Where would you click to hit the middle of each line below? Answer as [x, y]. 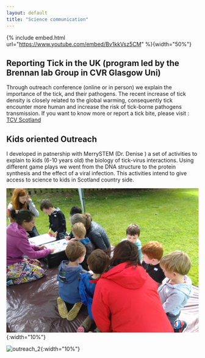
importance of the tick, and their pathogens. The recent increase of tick [96, 94]
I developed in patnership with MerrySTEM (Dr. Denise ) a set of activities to [102, 154]
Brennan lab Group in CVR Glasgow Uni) [84, 72]
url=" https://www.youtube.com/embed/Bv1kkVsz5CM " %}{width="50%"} [99, 44]
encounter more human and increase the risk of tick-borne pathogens [94, 107]
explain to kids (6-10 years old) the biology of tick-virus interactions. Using [100, 160]
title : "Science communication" [47, 19]
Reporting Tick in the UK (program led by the [93, 63]
